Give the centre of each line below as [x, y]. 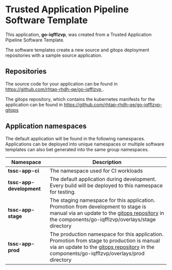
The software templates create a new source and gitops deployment [77, 50]
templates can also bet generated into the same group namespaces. [77, 149]
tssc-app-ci [24, 171]
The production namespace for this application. [106, 234]
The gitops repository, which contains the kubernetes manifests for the [80, 99]
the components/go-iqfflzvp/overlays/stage [103, 219]
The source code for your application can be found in [61, 84]
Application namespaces [46, 126]
